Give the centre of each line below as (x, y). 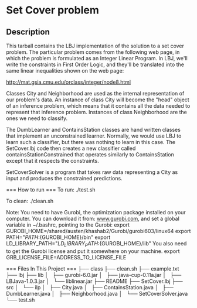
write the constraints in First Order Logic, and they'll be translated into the (95, 64)
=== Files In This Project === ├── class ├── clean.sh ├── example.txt (93, 268)
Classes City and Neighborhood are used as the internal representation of (95, 93)
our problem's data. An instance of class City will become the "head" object (98, 100)
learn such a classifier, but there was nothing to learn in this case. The (91, 142)
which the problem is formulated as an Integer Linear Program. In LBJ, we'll (97, 58)
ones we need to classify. (37, 118)
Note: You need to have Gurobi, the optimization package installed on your (96, 212)
